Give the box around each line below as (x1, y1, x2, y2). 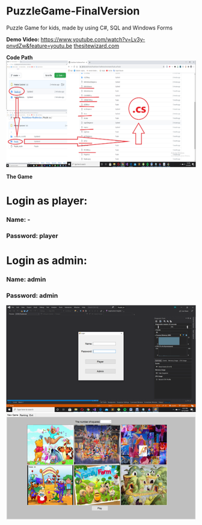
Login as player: (6, 194, 88, 208)
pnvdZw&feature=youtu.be (6, 42, 73, 49)
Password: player (6, 232, 58, 240)
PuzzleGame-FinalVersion (6, 4, 140, 18)
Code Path (6, 54, 33, 61)
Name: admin (6, 275, 46, 284)
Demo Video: (6, 35, 40, 43)
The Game (6, 173, 33, 180)
